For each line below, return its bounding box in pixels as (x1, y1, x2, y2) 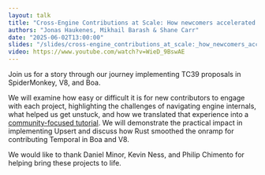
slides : (8, 41, 34, 49)
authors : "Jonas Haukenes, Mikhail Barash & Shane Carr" (8, 26, 200, 34)
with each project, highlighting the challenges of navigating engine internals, (8, 101, 256, 111)
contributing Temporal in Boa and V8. (8, 135, 130, 144)
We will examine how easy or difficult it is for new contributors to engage (8, 93, 245, 102)
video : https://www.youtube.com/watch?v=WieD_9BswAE (8, 48, 185, 56)
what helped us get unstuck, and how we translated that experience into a (8, 110, 249, 118)
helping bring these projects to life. (8, 159, 122, 167)
